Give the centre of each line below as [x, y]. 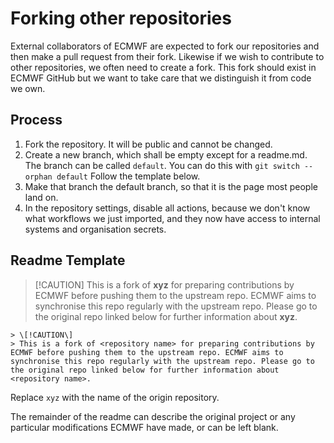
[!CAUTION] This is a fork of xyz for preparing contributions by [164, 284]
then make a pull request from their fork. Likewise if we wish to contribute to [167, 56]
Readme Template [68, 260]
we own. [28, 88]
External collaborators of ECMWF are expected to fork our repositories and [165, 46]
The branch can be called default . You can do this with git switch [162, 165]
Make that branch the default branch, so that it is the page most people [171, 186]
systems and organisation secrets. [95, 229]
